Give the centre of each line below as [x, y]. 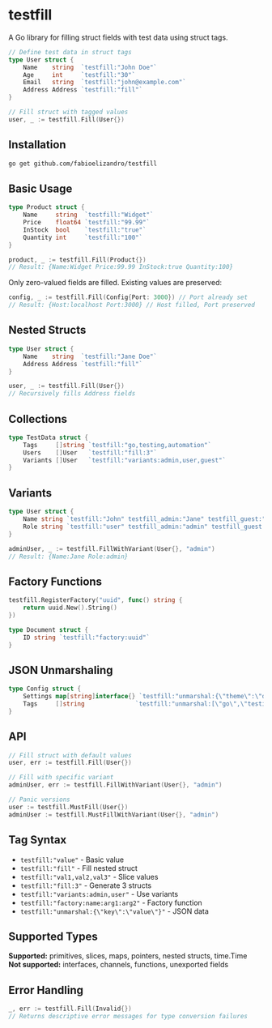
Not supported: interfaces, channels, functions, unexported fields [119, 965]
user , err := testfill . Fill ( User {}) [70, 763]
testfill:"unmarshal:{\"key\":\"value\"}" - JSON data [114, 911]
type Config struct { [45, 689]
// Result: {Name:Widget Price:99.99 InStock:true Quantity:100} [121, 267]
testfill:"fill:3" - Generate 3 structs [86, 885]
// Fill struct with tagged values [68, 112]
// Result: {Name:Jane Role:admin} [68, 557]
